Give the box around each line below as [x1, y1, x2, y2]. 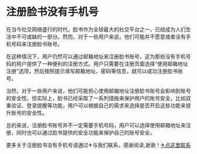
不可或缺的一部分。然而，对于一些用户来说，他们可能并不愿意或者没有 [16, 33, 186, 40]
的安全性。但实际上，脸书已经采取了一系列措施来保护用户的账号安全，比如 [6, 94, 186, 101]
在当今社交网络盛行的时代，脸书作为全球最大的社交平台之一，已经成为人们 [6, 26, 186, 33]
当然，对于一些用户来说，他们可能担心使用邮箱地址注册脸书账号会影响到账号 [6, 87, 191, 94]
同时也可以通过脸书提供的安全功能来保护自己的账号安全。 [16, 129, 155, 136]
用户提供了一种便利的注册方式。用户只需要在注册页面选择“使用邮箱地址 [16, 60, 189, 67]
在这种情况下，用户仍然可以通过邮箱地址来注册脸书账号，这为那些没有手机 [6, 53, 186, 60]
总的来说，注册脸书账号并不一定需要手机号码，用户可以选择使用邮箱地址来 [6, 121, 186, 129]
